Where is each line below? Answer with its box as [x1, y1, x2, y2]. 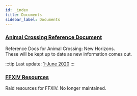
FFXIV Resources [5, 74, 49, 81]
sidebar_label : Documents [5, 17, 60, 22]
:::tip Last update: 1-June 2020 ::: [5, 61, 75, 67]
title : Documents [5, 12, 42, 17]
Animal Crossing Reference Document [5, 34, 102, 41]
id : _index [5, 7, 29, 13]
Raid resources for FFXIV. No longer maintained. [5, 85, 106, 91]
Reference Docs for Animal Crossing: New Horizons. [5, 45, 116, 52]
